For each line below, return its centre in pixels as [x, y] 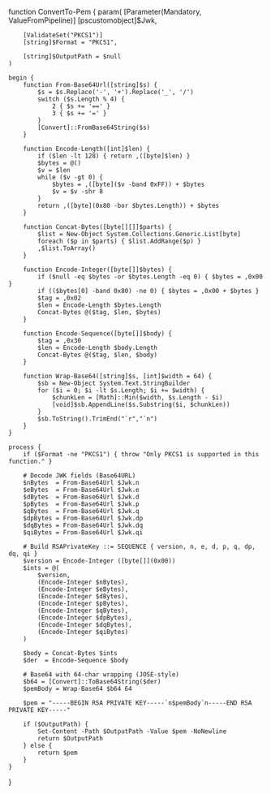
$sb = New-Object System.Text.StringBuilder [114, 383]
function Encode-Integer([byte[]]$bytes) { [98, 270]
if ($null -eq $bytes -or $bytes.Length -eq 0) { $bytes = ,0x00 [151, 277]
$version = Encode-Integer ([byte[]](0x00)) [99, 561]
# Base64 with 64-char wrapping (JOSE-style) [101, 675]
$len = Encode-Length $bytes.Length [99, 305]
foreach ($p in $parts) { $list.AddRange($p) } [119, 241]
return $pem [58, 753]
